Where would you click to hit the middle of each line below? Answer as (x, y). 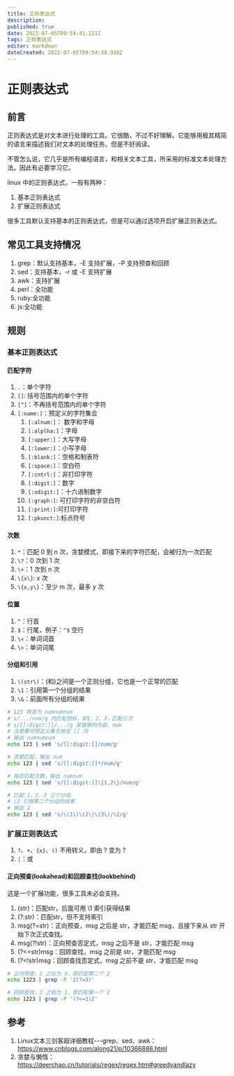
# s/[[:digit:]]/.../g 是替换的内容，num (64, 725)
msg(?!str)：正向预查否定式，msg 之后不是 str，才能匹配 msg (106, 943)
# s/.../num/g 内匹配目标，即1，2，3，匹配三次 (70, 718)
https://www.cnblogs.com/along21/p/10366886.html (92, 1048)
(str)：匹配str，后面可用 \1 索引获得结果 (74, 908)
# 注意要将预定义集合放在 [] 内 (48, 731)
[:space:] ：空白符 (54, 465)
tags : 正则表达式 (30, 40)
